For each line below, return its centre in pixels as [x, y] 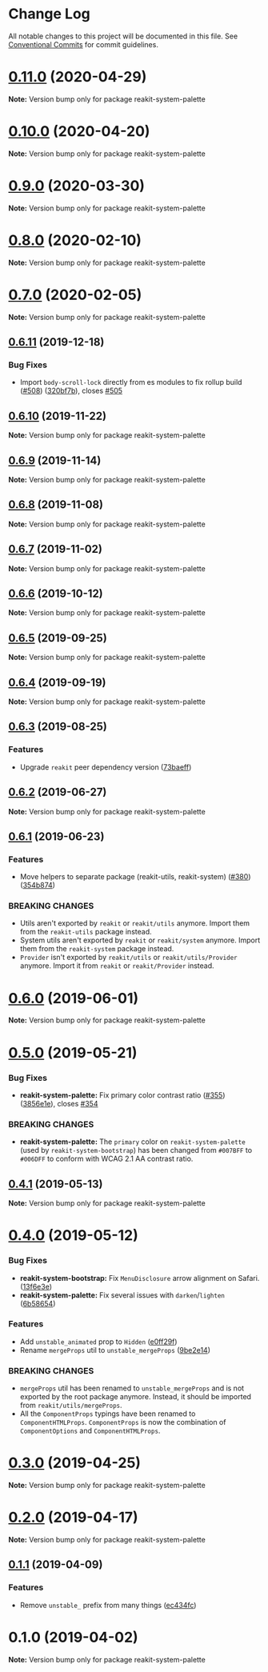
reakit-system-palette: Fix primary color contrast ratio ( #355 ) [122, 1095]
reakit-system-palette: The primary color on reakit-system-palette [132, 1142]
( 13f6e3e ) [36, 1286]
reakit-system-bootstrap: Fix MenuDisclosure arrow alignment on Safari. [140, 1278]
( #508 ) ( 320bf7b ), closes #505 [71, 391]
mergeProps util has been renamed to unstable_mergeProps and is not [132, 1388]
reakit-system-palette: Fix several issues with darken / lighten [122, 1295]
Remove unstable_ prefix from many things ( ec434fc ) [108, 1605]
